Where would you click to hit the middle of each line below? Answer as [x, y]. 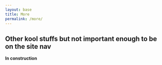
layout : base [18, 10]
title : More [17, 14]
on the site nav [28, 47]
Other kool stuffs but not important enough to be [81, 39]
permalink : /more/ [24, 19]
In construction [21, 58]
